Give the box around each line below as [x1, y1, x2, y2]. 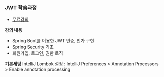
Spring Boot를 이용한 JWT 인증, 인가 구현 [12, 38, 94, 44]
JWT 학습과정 [5, 4, 37, 11]
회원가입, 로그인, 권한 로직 [12, 50, 63, 56]
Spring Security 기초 [12, 44, 54, 50]
